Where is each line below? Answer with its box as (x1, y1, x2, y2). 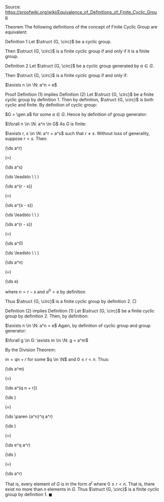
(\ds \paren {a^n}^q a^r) (5, 413, 53, 419)
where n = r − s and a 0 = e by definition (5, 288, 86, 295)
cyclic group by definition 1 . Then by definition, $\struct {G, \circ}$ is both (5, 97, 154, 103)
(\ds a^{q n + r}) (5, 385, 38, 390)
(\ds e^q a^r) (5, 442, 31, 448)
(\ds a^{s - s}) (5, 202, 33, 208)
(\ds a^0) (5, 240, 23, 247)
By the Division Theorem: (5, 347, 56, 353)
